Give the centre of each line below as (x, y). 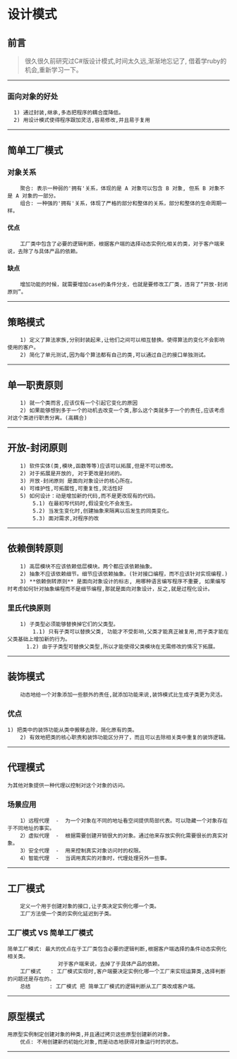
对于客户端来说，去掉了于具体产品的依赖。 (110, 964)
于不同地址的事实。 (31, 828)
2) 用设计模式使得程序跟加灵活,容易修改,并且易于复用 (82, 121)
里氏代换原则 (29, 608)
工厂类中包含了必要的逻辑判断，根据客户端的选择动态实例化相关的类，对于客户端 (120, 244)
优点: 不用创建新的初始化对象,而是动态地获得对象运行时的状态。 (101, 1042)
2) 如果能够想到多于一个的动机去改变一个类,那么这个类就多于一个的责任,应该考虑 (122, 411)
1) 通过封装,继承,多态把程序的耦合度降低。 (69, 113)
